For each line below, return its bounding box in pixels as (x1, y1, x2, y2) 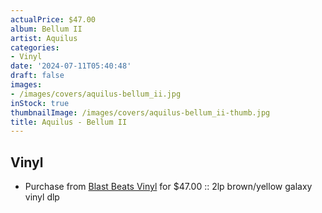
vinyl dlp (24, 191, 60, 203)
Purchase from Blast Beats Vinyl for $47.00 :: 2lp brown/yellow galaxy (24, 181, 313, 193)
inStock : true (10, 98, 70, 108)
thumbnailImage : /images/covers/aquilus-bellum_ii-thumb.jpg (10, 107, 271, 118)
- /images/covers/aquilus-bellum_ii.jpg (10, 89, 182, 99)
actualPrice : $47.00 (10, 14, 97, 25)
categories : (10, 42, 60, 53)
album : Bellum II (10, 24, 83, 34)
